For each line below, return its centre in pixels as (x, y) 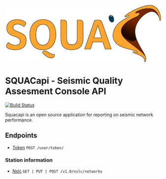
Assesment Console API (56, 91)
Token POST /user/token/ (38, 147)
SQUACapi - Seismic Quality (64, 81)
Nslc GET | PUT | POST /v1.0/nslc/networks (57, 171)
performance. (19, 120)
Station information (29, 160)
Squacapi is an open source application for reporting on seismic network (79, 115)
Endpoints (21, 136)
